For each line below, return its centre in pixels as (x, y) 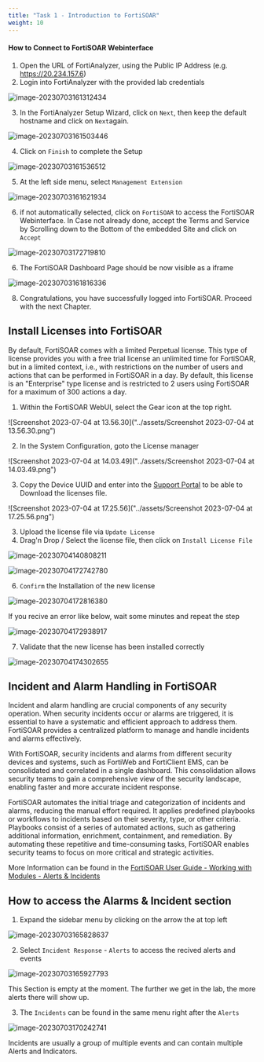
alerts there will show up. (49, 998)
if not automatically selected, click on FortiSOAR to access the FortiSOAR (137, 212)
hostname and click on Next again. (74, 121)
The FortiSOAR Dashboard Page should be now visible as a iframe (126, 267)
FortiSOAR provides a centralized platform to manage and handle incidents (129, 731)
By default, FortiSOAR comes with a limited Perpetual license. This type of (128, 350)
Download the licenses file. (63, 493)
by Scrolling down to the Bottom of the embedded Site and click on (128, 229)
